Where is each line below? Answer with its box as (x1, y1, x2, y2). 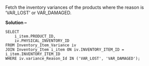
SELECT (5, 29, 19, 35)
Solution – (5, 20, 27, 25)
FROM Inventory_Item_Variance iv (5, 43, 77, 48)
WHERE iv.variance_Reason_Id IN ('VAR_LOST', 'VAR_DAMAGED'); (5, 56, 140, 61)
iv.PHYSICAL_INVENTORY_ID (14, 38, 70, 43)
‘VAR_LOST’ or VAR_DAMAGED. (5, 10, 71, 16)
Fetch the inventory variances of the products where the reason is (5, 5, 144, 10)
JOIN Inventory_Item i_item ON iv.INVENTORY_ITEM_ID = (5, 47, 125, 52)
